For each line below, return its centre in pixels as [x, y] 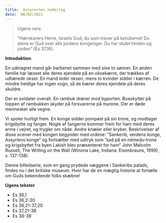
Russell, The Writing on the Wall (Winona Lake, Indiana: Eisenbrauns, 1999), [82, 150]
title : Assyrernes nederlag [35, 10]
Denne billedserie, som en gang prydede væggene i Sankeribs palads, [77, 165]
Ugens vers [29, 28]
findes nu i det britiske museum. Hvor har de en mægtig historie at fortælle [81, 170]
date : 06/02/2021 [24, 14]
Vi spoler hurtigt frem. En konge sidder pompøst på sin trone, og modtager [81, 118]
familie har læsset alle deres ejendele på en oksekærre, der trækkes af [77, 73]
